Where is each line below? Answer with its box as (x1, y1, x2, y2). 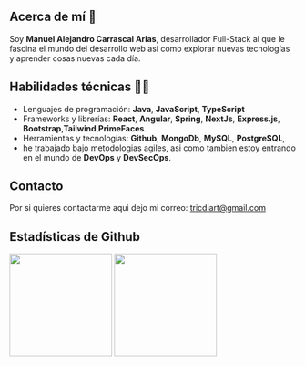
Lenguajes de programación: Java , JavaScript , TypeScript (22, 103, 246, 114)
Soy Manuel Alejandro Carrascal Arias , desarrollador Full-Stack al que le (9, 33, 285, 44)
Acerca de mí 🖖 (9, 9, 97, 25)
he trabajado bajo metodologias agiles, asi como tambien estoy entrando (22, 142, 296, 153)
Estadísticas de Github (9, 229, 141, 245)
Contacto (9, 179, 64, 194)
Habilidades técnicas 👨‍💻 (9, 79, 150, 95)
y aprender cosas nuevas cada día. (9, 52, 141, 64)
